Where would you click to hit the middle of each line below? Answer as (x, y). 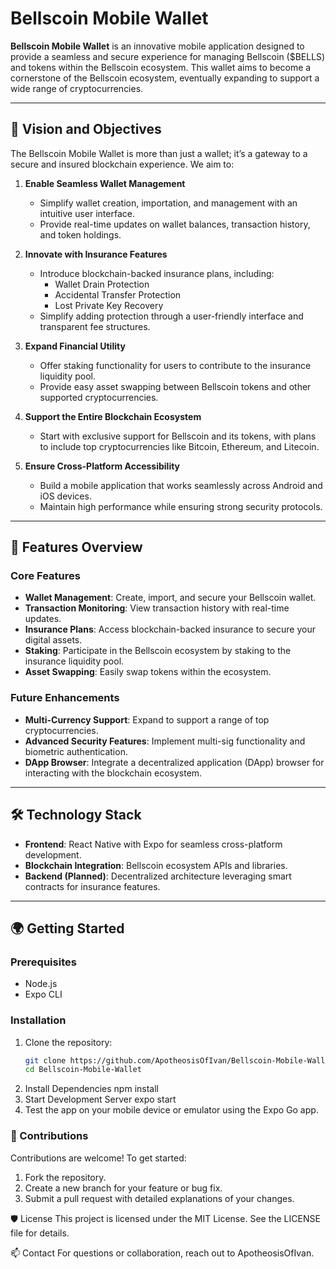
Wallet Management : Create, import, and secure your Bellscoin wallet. (170, 598)
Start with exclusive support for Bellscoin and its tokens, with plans (178, 436)
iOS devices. (65, 496)
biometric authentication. (76, 751)
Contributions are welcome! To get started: (98, 1158)
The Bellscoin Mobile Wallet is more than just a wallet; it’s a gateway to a (159, 153)
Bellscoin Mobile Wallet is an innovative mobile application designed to (157, 46)
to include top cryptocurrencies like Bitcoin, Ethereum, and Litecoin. (179, 446)
